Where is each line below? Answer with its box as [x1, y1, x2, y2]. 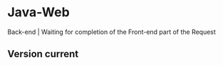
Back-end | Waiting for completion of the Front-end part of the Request [7, 28, 216, 36]
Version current [7, 48, 79, 60]
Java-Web [7, 4, 70, 20]
